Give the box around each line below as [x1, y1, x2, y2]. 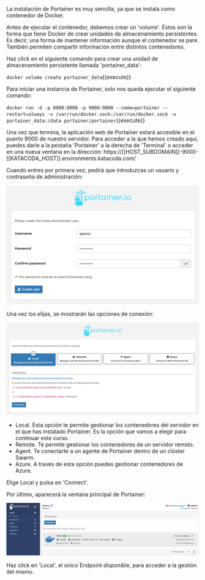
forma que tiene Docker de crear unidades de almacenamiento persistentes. [6, 30, 199, 37]
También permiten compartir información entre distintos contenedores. [6, 43, 185, 50]
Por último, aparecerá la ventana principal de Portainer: [6, 490, 146, 498]
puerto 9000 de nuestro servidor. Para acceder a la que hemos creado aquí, [6, 135, 199, 142]
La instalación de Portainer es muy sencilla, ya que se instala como [6, 6, 176, 12]
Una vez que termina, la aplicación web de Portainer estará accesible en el [6, 129, 195, 135]
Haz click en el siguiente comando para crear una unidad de [6, 55, 158, 62]
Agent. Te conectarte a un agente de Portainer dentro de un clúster [15, 448, 185, 455]
